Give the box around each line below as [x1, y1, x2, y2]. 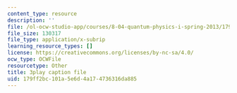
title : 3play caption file [7, 69, 87, 76]
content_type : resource [7, 10, 78, 17]
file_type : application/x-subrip [7, 36, 106, 43]
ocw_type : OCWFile [7, 56, 61, 63]
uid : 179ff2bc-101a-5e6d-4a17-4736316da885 [7, 75, 138, 83]
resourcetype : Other [7, 62, 68, 69]
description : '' [7, 17, 55, 24]
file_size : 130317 [7, 29, 61, 37]
